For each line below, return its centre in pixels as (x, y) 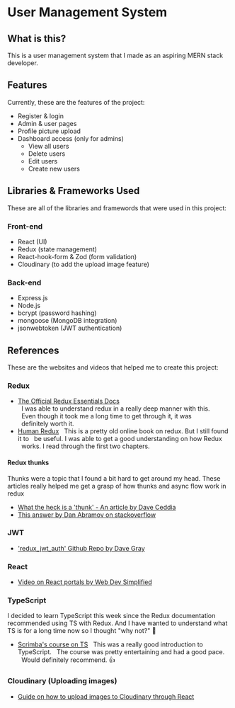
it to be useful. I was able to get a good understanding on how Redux (120, 439)
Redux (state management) (57, 249)
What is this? (37, 39)
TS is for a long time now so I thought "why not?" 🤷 (82, 631)
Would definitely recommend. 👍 (68, 660)
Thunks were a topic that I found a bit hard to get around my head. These (114, 478)
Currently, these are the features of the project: (76, 102)
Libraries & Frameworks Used (74, 191)
